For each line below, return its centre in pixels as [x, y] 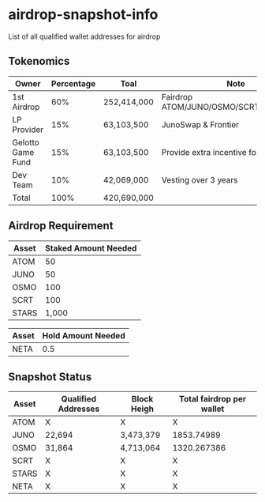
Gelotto [26, 142]
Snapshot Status [50, 377]
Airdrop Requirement [61, 226]
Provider [28, 130]
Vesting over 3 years [200, 179]
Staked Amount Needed [91, 248]
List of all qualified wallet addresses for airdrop [84, 36]
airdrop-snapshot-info [83, 15]
